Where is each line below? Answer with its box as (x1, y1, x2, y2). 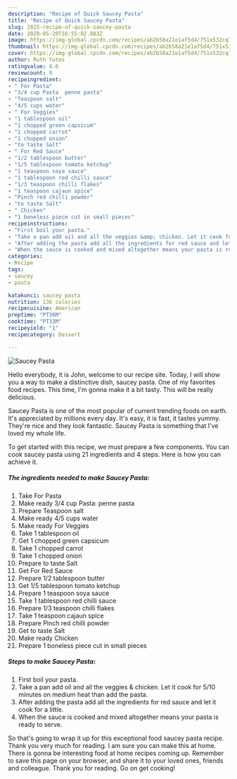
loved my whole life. (8, 429, 66, 437)
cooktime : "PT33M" (8, 318, 62, 325)
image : (8, 37, 27, 44)
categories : (8, 253, 43, 260)
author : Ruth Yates (8, 56, 65, 63)
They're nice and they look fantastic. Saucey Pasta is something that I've (8, 421, 219, 430)
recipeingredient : (8, 75, 62, 83)
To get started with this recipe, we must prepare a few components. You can (8, 442, 230, 451)
